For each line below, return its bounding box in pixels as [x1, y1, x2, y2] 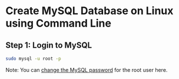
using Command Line [5, 17, 111, 30]
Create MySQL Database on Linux [5, 4, 174, 18]
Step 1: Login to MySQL [5, 40, 92, 50]
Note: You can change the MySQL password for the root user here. [5, 66, 168, 73]
